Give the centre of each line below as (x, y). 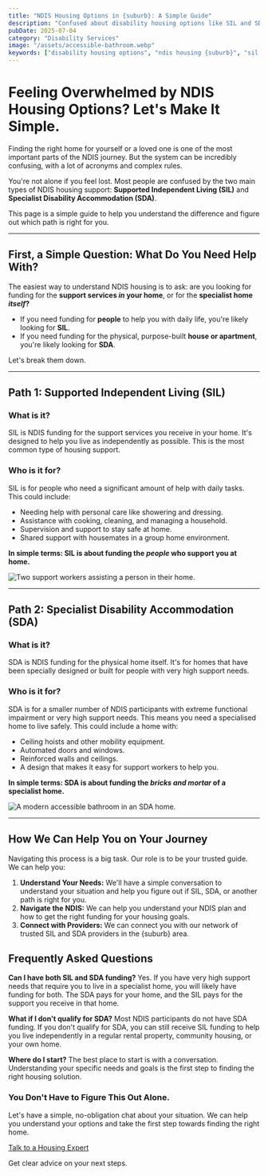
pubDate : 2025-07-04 (43, 30)
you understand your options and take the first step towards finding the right (134, 1123)
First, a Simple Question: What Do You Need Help (132, 255)
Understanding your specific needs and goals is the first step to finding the (132, 1068)
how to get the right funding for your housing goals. (104, 916)
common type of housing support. (65, 450)
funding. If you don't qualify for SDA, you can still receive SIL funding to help (134, 1027)
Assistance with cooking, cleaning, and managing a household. (123, 520)
